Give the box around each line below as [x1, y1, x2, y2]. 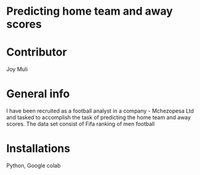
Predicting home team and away [6, 4, 173, 18]
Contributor [6, 45, 67, 59]
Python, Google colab [6, 162, 61, 169]
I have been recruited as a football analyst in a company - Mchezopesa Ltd [6, 107, 194, 114]
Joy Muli [6, 65, 28, 73]
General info [6, 87, 70, 101]
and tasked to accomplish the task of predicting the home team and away [6, 114, 191, 121]
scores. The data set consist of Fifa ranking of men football [6, 121, 155, 128]
